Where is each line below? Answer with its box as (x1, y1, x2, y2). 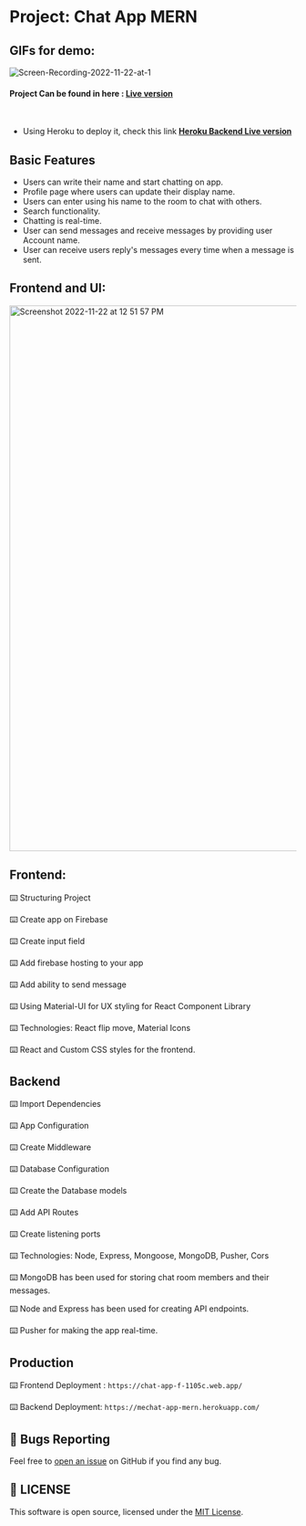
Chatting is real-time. (22, 216, 102, 226)
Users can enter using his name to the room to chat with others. (22, 196, 262, 207)
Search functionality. (22, 205, 101, 216)
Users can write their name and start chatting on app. (22, 176, 224, 188)
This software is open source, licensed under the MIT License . (9, 1506, 244, 1517)
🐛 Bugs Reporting (9, 1431, 111, 1447)
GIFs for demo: (9, 43, 96, 58)
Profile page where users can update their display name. (22, 186, 235, 197)
